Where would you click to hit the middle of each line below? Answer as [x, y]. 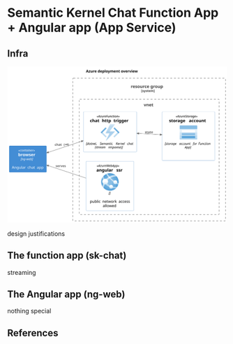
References [33, 333]
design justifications [36, 233]
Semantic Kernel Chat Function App [113, 13]
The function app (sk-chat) [67, 256]
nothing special [29, 311]
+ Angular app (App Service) [92, 28]
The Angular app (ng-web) [66, 294]
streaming [22, 272]
